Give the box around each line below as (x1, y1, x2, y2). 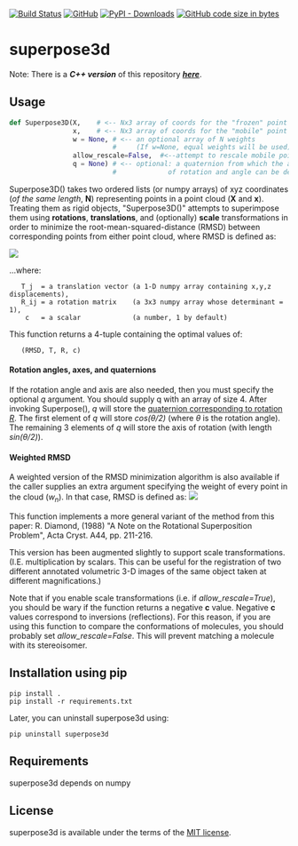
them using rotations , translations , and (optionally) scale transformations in (9, 211, 288, 222)
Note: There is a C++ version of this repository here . (9, 68, 202, 79)
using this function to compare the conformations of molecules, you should (9, 621, 284, 632)
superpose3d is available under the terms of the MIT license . (9, 826, 232, 837)
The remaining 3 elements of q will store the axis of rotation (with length (9, 422, 272, 433)
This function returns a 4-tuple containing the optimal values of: (9, 329, 243, 339)
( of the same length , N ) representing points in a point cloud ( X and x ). (9, 193, 264, 204)
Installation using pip (9, 666, 128, 681)
